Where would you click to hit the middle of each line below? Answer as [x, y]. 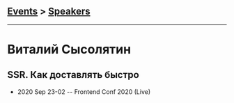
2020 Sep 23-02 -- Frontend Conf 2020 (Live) [84, 92]
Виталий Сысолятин [69, 49]
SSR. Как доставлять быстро [73, 75]
